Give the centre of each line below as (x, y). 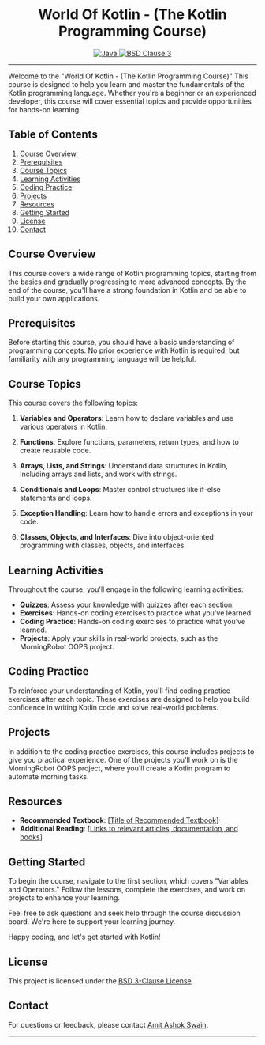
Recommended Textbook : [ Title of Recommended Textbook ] (119, 820)
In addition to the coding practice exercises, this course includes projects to (131, 751)
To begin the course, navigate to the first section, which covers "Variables (128, 881)
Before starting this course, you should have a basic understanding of (121, 343)
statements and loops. (56, 498)
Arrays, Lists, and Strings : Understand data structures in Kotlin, (124, 466)
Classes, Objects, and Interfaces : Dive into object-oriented (117, 537)
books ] (31, 837)
